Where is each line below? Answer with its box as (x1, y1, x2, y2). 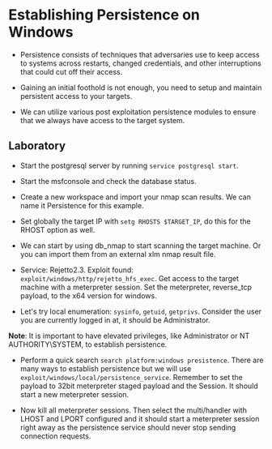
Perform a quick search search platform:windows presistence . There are (19, 355, 264, 365)
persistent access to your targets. (19, 91, 133, 100)
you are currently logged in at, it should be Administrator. (19, 314, 210, 325)
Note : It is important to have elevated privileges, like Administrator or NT (8, 331, 250, 340)
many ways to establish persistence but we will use (19, 363, 192, 374)
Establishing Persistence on (8, 6, 201, 24)
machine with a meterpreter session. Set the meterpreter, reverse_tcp (19, 282, 253, 292)
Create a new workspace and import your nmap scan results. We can (19, 192, 251, 202)
